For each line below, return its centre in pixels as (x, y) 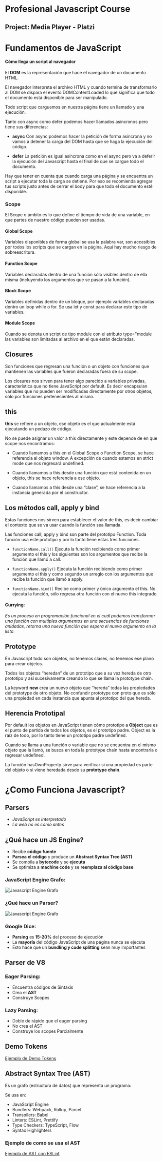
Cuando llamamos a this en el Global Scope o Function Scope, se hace (83, 453)
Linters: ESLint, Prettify (35, 1120)
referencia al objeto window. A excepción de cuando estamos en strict (82, 458)
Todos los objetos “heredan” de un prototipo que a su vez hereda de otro (78, 673)
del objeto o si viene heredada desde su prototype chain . (63, 770)
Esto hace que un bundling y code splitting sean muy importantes (79, 947)
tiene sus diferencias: (27, 127)
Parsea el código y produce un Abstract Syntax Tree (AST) (72, 857)
